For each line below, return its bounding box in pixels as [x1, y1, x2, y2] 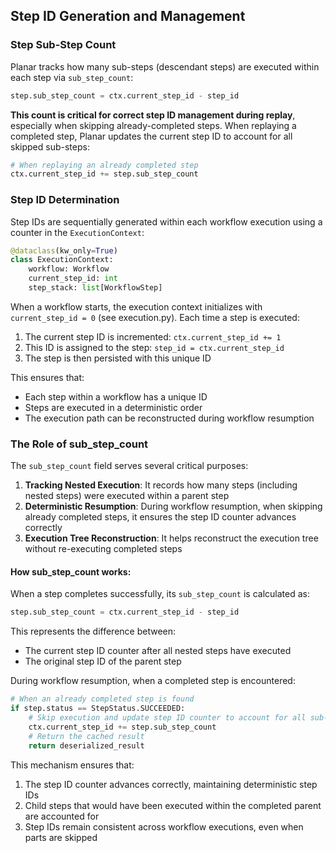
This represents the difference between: [10, 625, 177, 638]
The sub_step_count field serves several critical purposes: [10, 460, 249, 472]
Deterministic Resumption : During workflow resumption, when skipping [24, 500, 323, 513]
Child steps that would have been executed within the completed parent [24, 799, 322, 811]
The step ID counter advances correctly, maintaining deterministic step [24, 778, 318, 790]
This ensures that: [10, 371, 85, 383]
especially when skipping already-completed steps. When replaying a [10, 119, 297, 131]
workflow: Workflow [28, 264, 110, 274]
